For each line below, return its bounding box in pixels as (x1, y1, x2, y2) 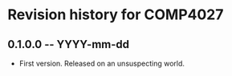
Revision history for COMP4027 (7, 6, 224, 24)
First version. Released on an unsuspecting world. (18, 58, 185, 68)
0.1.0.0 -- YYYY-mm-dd (7, 38, 130, 51)
